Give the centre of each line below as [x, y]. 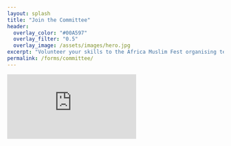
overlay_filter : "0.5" [46, 39]
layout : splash [29, 13]
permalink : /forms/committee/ [51, 59]
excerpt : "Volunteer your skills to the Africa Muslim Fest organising [112, 52]
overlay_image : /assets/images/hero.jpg [72, 45]
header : [18, 26]
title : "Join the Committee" [49, 20]
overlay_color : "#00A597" [51, 33]
